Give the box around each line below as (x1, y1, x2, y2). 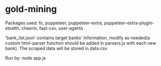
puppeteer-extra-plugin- (104, 20, 155, 26)
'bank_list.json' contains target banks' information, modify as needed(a (5, 35, 150, 41)
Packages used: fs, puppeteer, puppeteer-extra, (5, 20, 103, 26)
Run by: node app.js (5, 55, 46, 61)
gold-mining (5, 3, 57, 15)
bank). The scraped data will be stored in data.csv (5, 45, 107, 51)
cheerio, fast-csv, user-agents (21, 25, 83, 31)
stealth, (5, 25, 21, 31)
